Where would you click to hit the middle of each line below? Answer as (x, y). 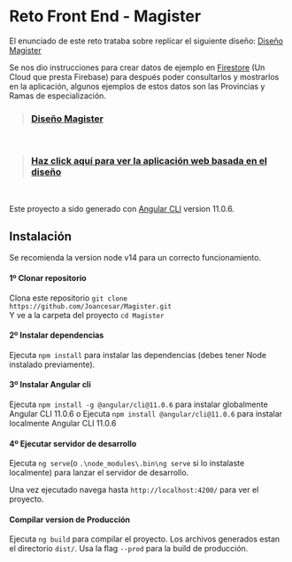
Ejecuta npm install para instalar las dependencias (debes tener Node (138, 355)
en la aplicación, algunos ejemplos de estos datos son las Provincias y (137, 86)
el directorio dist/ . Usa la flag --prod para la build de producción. (129, 549)
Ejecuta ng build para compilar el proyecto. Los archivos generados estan (145, 539)
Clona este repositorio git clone (69, 298)
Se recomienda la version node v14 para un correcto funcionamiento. (135, 258)
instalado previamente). (52, 364)
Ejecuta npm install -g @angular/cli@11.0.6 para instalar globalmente (138, 404)
